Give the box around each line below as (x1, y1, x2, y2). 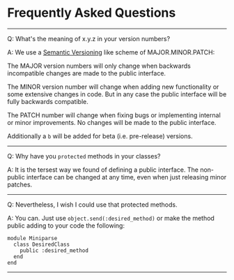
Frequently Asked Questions (7, 5, 176, 21)
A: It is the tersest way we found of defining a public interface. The (7, 165, 198, 174)
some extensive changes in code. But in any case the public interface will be (7, 89, 227, 98)
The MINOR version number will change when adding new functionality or (7, 82, 219, 91)
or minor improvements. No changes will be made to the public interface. (7, 118, 217, 126)
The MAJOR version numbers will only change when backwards (7, 61, 192, 70)
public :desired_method (19, 246, 89, 254)
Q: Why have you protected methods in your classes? (7, 152, 161, 160)
